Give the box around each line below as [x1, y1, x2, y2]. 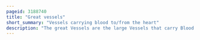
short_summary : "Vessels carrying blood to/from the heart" [6, 19, 160, 25]
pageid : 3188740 [6, 8, 47, 15]
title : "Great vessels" [6, 14, 66, 20]
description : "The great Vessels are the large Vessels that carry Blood [6, 25, 195, 31]
